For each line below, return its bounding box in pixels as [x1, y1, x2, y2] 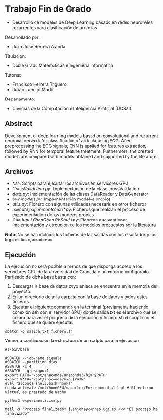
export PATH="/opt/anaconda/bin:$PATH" [5, 377, 86, 382]
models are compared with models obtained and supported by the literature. [5, 153, 158, 159]
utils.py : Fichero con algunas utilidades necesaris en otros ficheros [12, 201, 147, 207]
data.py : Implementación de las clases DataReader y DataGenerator [12, 191, 148, 197]
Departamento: [5, 96, 36, 102]
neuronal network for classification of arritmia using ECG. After [5, 138, 131, 143]
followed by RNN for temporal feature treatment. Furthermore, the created [5, 148, 153, 154]
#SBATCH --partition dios [5, 360, 57, 365]
